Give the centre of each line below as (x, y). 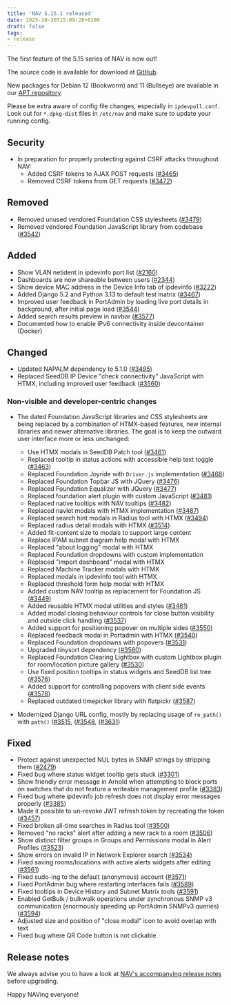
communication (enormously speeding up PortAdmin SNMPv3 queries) (118, 906)
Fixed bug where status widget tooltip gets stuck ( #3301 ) (98, 774)
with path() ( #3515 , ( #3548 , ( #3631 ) (69, 722)
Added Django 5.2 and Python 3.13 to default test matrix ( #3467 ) (109, 294)
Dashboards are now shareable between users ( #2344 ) (96, 279)
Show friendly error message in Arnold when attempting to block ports (117, 782)
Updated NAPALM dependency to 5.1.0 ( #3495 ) (85, 369)
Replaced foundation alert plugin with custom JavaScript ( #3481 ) (120, 496)
